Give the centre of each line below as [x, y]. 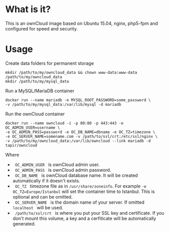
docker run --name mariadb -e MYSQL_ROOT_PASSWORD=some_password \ [78, 100]
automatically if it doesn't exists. [46, 180]
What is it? [28, 9]
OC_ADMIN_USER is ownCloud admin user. [57, 164]
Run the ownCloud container [35, 114]
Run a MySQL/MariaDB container [40, 91]
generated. [24, 223]
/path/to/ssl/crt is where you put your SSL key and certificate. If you [90, 213]
